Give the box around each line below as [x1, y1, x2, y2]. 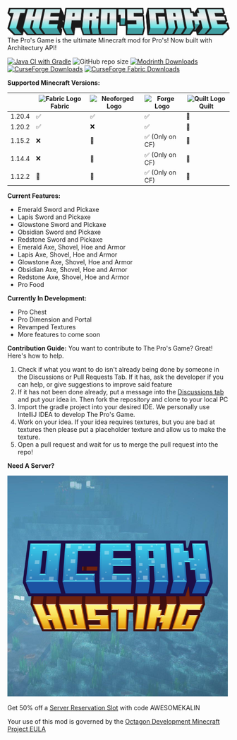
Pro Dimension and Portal [17, 315, 92, 324]
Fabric [50, 102, 70, 110]
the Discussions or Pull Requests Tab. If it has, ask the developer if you [17, 372, 224, 382]
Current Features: [7, 192, 61, 200]
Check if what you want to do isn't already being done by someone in [17, 365, 220, 374]
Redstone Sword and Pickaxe [17, 235, 104, 244]
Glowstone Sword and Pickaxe [17, 221, 107, 229]
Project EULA [7, 725, 46, 734]
